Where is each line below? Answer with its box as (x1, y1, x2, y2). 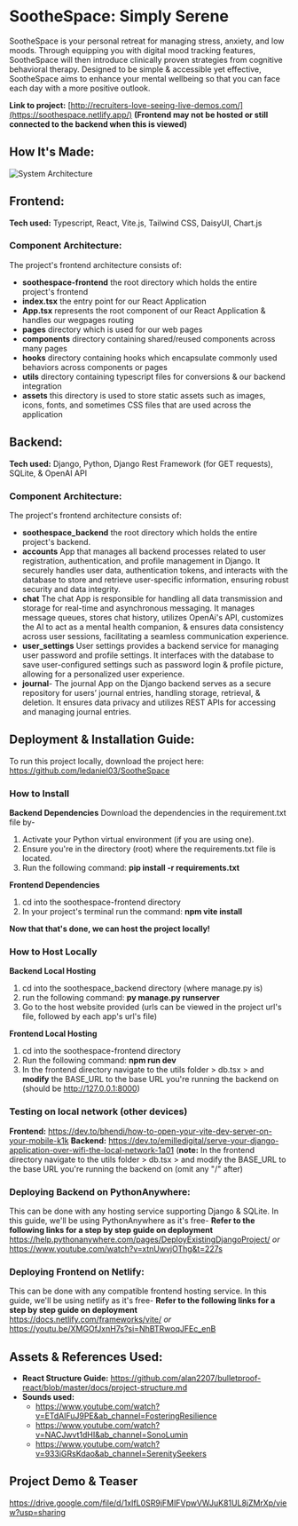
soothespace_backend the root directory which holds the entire (21, 526, 258, 538)
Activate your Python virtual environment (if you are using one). (21, 834, 255, 845)
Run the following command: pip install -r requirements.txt (21, 863, 240, 874)
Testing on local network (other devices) (9, 1105, 188, 1118)
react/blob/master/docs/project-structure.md (21, 1382, 188, 1393)
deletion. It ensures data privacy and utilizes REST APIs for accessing (21, 697, 277, 708)
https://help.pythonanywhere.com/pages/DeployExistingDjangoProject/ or (9, 1234, 280, 1245)
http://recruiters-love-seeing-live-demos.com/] (70, 99, 244, 110)
